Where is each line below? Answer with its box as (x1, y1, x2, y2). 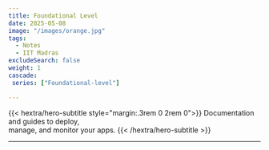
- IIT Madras (15, 49, 59, 57)
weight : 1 (8, 64, 42, 72)
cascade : (8, 71, 38, 79)
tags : (8, 34, 26, 43)
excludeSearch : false (8, 57, 81, 65)
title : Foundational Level (8, 11, 98, 20)
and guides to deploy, (8, 116, 80, 126)
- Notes (15, 42, 42, 50)
